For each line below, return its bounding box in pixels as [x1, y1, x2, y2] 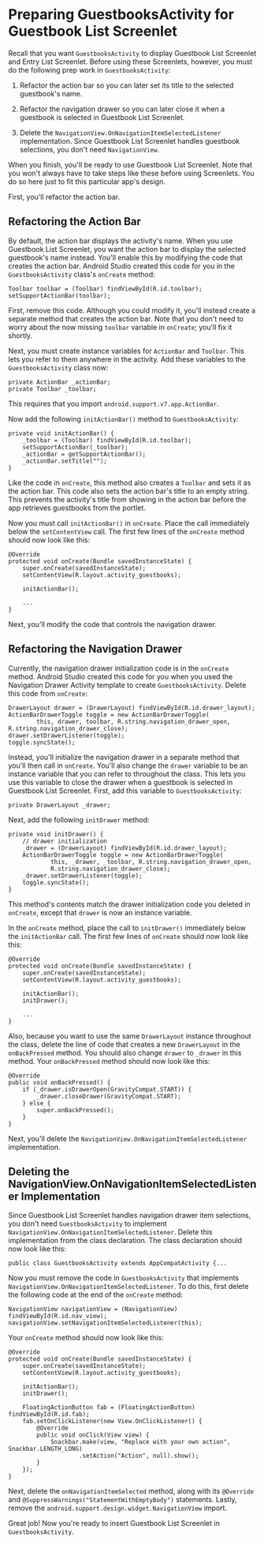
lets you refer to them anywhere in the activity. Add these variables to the [8, 354, 247, 364]
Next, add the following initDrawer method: [8, 815, 150, 825]
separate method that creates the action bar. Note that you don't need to [8, 314, 244, 323]
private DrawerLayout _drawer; [8, 801, 111, 809]
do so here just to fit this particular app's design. [8, 176, 165, 186]
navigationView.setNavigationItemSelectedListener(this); [8, 1319, 203, 1328]
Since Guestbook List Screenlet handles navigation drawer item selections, [8, 1211, 251, 1220]
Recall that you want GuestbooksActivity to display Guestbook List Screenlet [8, 48, 257, 58]
